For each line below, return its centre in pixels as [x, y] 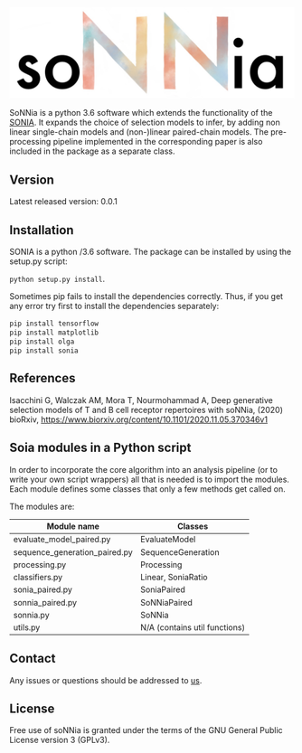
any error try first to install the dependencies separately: [114, 306]
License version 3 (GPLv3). [60, 740]
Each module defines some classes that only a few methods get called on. [148, 489]
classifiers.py [38, 578]
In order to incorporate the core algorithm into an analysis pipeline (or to [144, 469]
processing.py [40, 564]
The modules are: [42, 506]
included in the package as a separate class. [92, 151]
